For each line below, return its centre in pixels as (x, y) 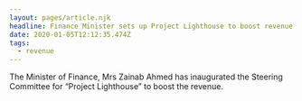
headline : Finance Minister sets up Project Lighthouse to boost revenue (151, 26)
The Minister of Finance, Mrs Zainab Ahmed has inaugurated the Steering (146, 77)
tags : (19, 43)
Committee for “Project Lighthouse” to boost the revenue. (117, 87)
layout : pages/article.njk (60, 18)
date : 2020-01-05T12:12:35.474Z (70, 34)
